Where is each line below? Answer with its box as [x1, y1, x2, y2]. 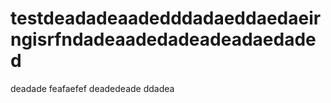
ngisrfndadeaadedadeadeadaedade [10, 28, 317, 51]
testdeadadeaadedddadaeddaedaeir [10, 7, 322, 30]
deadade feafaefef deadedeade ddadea [10, 82, 175, 94]
